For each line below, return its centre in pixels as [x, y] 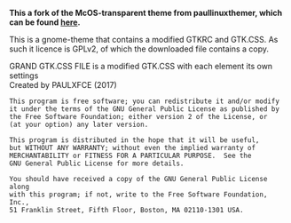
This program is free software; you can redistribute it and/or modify [144, 101]
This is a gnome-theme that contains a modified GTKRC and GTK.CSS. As [144, 40]
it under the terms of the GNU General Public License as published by [144, 109]
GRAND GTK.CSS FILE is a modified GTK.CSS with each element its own [141, 66]
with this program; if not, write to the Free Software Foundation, [138, 195]
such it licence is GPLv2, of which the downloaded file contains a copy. [139, 49]
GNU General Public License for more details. [97, 163]
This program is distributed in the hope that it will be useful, [134, 140]
